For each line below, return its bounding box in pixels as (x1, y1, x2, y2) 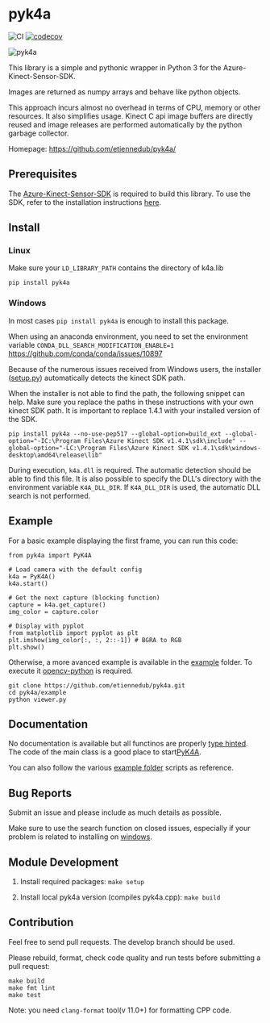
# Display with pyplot (8, 622, 85, 630)
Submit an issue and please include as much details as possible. (8, 808, 222, 817)
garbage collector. (8, 128, 69, 138)
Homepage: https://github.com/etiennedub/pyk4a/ (8, 144, 177, 153)
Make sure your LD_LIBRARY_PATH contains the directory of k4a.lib (8, 263, 224, 273)
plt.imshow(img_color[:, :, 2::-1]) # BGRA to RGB (8, 636, 182, 644)
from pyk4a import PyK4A (8, 551, 92, 559)
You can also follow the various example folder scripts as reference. (8, 763, 234, 773)
